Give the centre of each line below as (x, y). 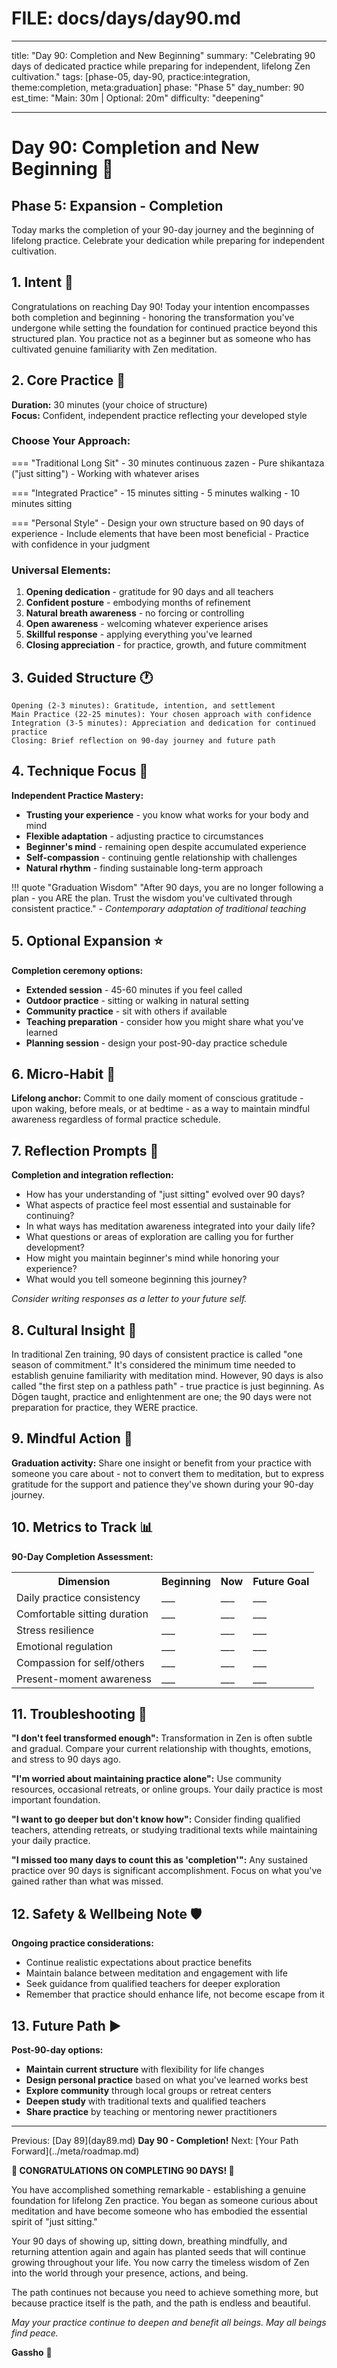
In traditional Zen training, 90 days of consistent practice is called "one (157, 1354)
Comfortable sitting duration (82, 1614)
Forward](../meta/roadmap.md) (75, 2151)
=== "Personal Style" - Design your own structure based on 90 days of (158, 523)
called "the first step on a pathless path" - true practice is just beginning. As (168, 1386)
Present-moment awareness (84, 1679)
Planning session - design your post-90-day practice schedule (156, 1043)
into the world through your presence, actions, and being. (130, 2273)
